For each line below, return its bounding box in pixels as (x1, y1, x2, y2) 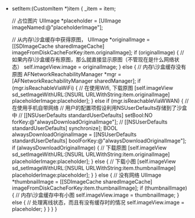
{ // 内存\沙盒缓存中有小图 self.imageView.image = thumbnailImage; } (11, 191, 180, 199)
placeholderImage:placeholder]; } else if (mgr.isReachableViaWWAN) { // (11, 97, 189, 104)
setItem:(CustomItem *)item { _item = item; (11, 5, 116, 12)
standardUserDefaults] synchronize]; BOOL (11, 125, 118, 132)
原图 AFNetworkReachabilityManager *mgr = (11, 71, 122, 77)
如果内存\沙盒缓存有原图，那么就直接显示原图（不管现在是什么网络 (11, 56, 174, 63)
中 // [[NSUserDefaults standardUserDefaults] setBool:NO (11, 112, 152, 119)
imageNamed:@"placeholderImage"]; (11, 24, 103, 31)
